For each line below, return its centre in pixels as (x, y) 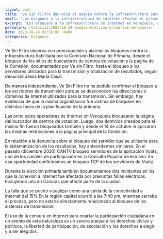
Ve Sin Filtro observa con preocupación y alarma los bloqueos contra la (76, 50)
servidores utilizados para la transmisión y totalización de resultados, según (81, 71)
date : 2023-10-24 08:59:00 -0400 (39, 32)
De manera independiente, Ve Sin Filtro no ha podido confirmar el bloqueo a (81, 86)
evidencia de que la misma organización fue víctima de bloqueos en (73, 101)
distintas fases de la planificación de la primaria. (53, 106)
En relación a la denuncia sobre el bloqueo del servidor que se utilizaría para (81, 141)
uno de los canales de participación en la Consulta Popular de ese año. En (79, 156)
